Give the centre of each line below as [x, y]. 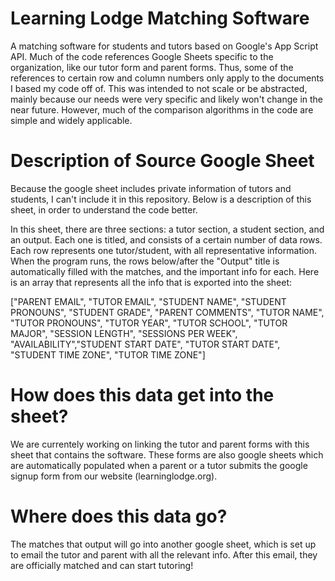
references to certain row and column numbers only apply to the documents [167, 78]
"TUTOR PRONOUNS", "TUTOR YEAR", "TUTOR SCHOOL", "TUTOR [149, 323]
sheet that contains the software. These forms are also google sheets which [167, 454]
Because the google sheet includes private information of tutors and [151, 188]
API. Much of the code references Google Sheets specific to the [142, 56]
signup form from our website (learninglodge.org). [114, 476]
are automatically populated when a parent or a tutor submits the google [159, 465]
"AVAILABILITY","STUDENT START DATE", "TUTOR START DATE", [145, 344]
